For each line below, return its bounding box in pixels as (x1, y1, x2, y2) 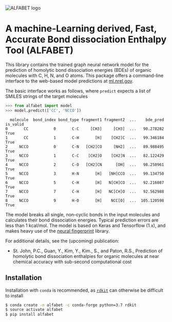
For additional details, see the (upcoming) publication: (5, 237, 120, 244)
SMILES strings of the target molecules (5, 93, 88, 99)
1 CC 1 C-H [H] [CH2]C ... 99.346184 (5, 135, 164, 140)
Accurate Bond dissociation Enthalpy (5, 34, 167, 46)
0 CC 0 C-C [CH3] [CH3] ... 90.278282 (5, 126, 164, 131)
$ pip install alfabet (5, 312, 54, 317)
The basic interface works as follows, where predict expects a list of (5, 88, 151, 94)
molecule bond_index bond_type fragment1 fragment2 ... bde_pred (10, 117, 164, 123)
